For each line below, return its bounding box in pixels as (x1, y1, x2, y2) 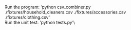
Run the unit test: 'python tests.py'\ (4, 19, 75, 25)
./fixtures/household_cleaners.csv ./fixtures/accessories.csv (4, 9, 126, 15)
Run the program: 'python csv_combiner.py (4, 4, 91, 10)
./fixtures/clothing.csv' (4, 15, 50, 20)
